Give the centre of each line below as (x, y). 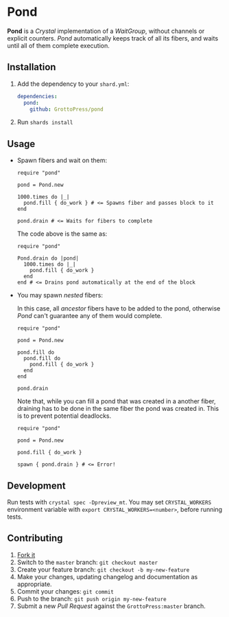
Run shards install (45, 122)
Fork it (26, 554)
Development (37, 485)
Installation (32, 67)
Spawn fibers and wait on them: (62, 160)
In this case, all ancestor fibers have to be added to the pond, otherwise (119, 308)
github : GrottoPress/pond (67, 109)
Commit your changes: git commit (65, 591)
